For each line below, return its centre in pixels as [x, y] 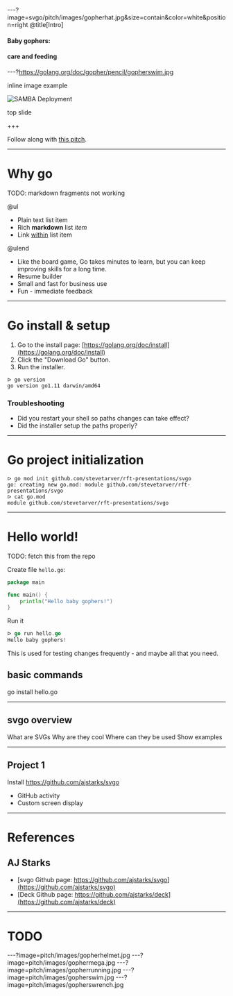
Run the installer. [41, 366]
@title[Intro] [46, 25]
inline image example [37, 85]
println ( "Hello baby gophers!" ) [66, 601]
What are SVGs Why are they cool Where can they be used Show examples [115, 737]
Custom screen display [50, 803]
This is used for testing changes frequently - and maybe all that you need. [113, 653]
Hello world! [43, 537]
